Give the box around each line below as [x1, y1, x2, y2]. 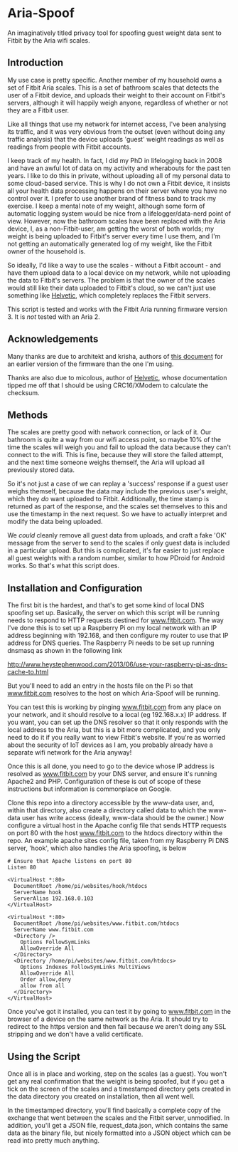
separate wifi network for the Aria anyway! [7, 748, 132, 757]
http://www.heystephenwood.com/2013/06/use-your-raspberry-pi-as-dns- [7, 660, 228, 669]
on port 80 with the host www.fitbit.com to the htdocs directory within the [7, 829, 223, 837]
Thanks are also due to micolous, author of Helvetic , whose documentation [7, 373, 227, 382]
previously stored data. [7, 466, 75, 474]
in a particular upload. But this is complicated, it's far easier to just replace [7, 546, 225, 555]
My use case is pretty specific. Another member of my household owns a [7, 75, 222, 84]
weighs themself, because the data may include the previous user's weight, [7, 487, 229, 496]
